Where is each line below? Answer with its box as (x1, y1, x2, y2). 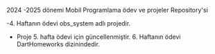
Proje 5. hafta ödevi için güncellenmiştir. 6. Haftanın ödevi (16, 33, 181, 41)
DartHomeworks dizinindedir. (16, 40, 101, 48)
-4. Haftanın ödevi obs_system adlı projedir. (6, 19, 131, 27)
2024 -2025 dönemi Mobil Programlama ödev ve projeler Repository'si (6, 6, 209, 14)
